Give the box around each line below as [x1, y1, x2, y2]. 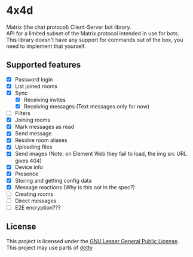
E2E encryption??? [14, 204, 61, 211]
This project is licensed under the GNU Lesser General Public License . [6, 237, 179, 244]
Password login [14, 75, 53, 83]
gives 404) [14, 157, 42, 164]
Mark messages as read [14, 123, 75, 131]
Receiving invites [23, 96, 66, 103]
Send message [14, 130, 52, 137]
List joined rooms [14, 82, 58, 90]
